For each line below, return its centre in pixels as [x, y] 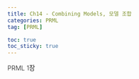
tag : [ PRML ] [25, 27]
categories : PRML [33, 20]
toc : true [22, 39]
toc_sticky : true [33, 47]
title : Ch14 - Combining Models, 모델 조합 [70, 14]
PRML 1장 [21, 68]
